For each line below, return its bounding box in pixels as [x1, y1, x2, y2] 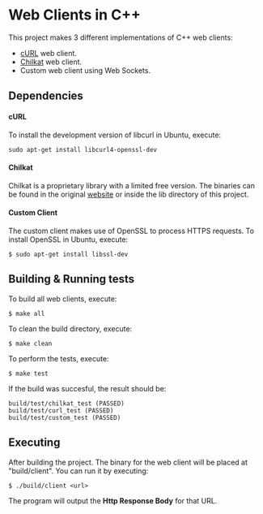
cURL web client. [19, 48, 77, 58]
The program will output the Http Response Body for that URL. [8, 495, 218, 505]
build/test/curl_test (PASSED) [8, 406, 114, 415]
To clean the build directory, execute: [8, 323, 133, 334]
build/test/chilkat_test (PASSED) [8, 400, 125, 408]
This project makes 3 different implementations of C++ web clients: [8, 32, 233, 42]
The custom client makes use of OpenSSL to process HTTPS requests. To [8, 226, 255, 235]
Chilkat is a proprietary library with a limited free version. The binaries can [8, 180, 255, 190]
